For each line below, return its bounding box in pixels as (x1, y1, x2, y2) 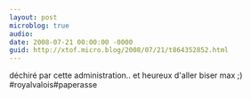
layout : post (9, 12, 58, 22)
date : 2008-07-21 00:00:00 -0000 (9, 37, 134, 47)
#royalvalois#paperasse (9, 80, 98, 90)
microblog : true (9, 21, 69, 30)
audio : (9, 29, 34, 38)
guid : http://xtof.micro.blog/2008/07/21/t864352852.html (9, 46, 229, 55)
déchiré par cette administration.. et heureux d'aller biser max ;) (9, 70, 243, 80)
